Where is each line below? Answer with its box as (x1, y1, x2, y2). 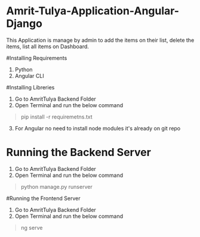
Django (6, 17, 43, 30)
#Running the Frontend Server (6, 195, 81, 202)
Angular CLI (14, 72, 44, 79)
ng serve (20, 224, 43, 231)
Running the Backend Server (6, 146, 151, 159)
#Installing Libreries (6, 83, 55, 91)
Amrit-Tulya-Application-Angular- (6, 4, 179, 18)
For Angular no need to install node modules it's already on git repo (14, 124, 181, 132)
